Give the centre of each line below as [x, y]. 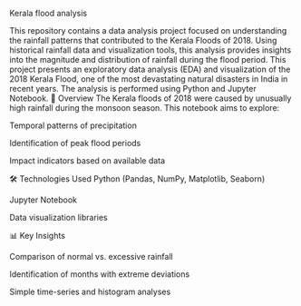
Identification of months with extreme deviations [100, 274]
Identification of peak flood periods [75, 143]
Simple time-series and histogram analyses [90, 291]
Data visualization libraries [58, 217]
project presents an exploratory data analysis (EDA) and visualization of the [150, 69]
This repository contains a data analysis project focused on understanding [148, 30]
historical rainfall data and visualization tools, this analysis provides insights [150, 50]
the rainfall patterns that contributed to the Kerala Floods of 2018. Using [143, 40]
